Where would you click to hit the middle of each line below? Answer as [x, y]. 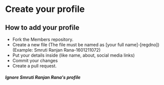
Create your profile [45, 9]
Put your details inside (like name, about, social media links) [74, 55]
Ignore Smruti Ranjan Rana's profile [43, 77]
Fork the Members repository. [43, 39]
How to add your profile [42, 28]
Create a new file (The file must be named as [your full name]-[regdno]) [86, 45]
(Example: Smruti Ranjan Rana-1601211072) [56, 50]
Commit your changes [35, 60]
